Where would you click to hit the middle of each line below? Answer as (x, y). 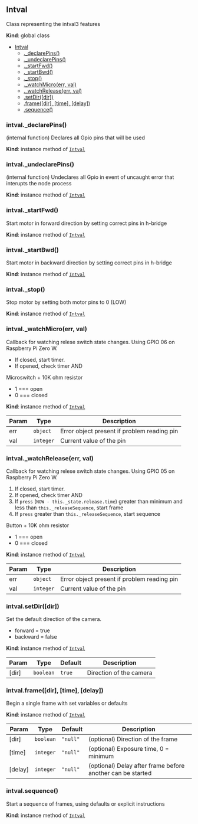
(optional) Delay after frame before (136, 766)
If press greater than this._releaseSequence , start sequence (88, 514)
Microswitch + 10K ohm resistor (44, 377)
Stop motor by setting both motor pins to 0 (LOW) (66, 302)
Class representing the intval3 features (53, 24)
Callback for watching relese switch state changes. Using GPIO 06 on (90, 342)
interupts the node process (39, 184)
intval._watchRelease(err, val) (50, 458)
